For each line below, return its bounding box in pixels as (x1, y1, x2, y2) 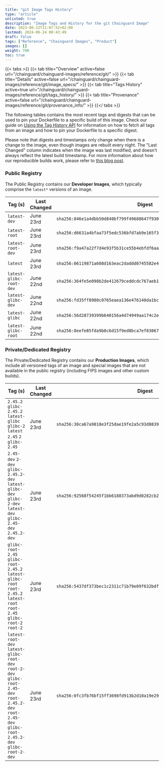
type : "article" (5, 12, 38, 17)
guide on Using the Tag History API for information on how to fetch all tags (5, 122, 155, 128)
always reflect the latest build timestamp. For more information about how (5, 153, 154, 158)
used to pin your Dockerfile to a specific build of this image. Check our (5, 117, 147, 123)
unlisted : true (5, 16, 36, 21)
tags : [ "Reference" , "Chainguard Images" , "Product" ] (5, 39, 117, 44)
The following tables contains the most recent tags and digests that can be (5, 112, 156, 118)
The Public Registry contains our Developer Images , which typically (5, 181, 143, 187)
